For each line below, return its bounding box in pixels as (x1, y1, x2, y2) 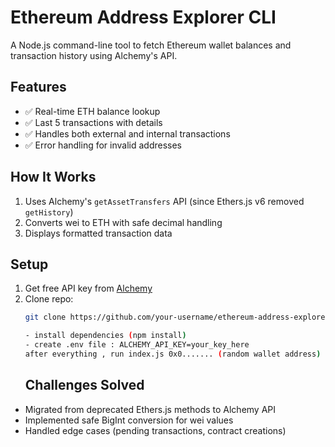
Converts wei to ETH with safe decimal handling (24, 216, 223, 228)
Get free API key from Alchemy (24, 282, 153, 295)
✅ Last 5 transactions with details (24, 116, 163, 128)
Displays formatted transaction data (24, 227, 173, 239)
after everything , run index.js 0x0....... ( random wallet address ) (24, 349, 322, 359)
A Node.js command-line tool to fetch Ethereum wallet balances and (10, 39, 292, 51)
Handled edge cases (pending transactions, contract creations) (24, 424, 287, 436)
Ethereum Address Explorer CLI (10, 6, 277, 29)
